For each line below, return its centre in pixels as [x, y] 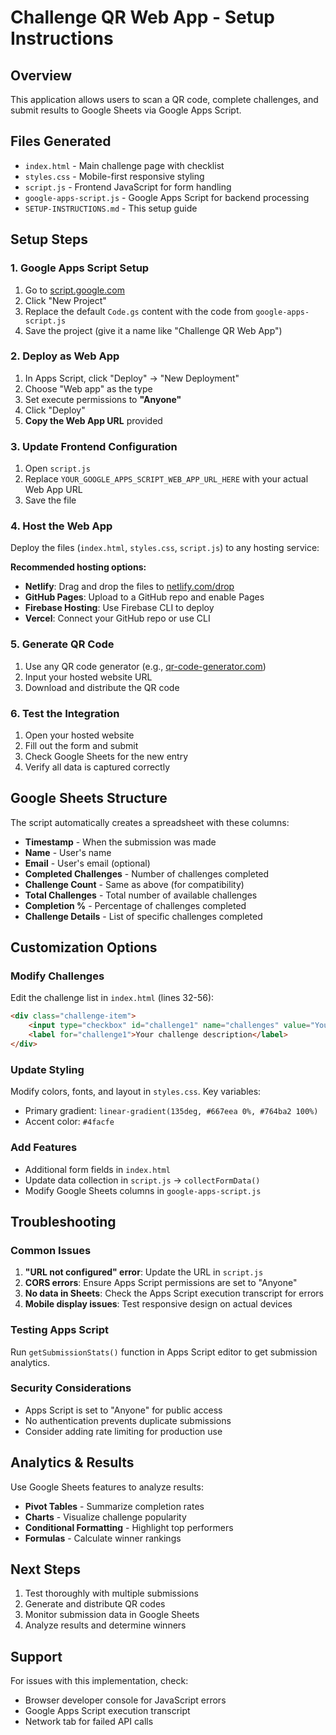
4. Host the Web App [61, 526]
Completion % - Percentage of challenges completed [135, 905]
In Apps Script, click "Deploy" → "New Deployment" [132, 378]
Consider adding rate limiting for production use [123, 1431]
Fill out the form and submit [81, 745]
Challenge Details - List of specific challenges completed [143, 916]
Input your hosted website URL [88, 677]
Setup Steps [49, 239]
